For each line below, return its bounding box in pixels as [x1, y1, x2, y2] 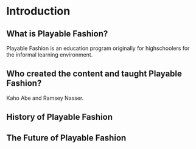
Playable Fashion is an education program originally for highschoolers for [6, 44, 190, 52]
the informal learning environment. [6, 51, 93, 58]
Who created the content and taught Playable [6, 69, 183, 79]
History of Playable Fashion [6, 112, 113, 122]
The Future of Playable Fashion [6, 133, 127, 143]
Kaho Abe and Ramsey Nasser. [6, 94, 84, 102]
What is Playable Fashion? [6, 29, 108, 39]
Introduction [6, 4, 71, 18]
